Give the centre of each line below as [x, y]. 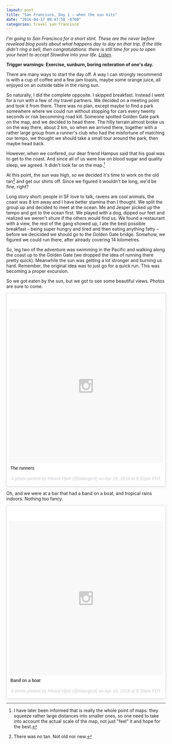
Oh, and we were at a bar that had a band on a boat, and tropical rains [79, 493]
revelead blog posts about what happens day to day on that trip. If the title [84, 44]
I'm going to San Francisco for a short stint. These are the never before [81, 39]
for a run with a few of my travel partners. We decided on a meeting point [83, 101]
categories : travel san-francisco [43, 24]
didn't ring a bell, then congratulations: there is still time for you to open [81, 49]
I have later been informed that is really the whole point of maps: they [86, 710]
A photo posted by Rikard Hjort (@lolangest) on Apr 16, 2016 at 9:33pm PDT [86, 691]
